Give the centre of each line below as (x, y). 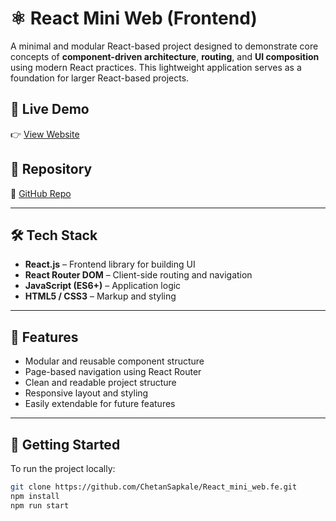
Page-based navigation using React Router (113, 372)
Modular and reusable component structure (114, 361)
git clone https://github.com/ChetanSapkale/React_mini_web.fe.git (154, 487)
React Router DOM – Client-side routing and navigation (138, 275)
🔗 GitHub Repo (41, 193)
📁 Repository (51, 169)
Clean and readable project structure (100, 383)
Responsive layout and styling (86, 393)
